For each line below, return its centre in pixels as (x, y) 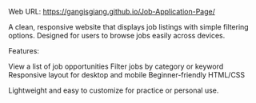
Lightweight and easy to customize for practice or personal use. (114, 90)
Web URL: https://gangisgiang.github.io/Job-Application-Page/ (112, 12)
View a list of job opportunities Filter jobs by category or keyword (116, 66)
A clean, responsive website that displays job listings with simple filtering (129, 27)
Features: (24, 51)
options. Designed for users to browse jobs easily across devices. (117, 36)
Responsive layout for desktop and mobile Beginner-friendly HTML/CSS (127, 75)
